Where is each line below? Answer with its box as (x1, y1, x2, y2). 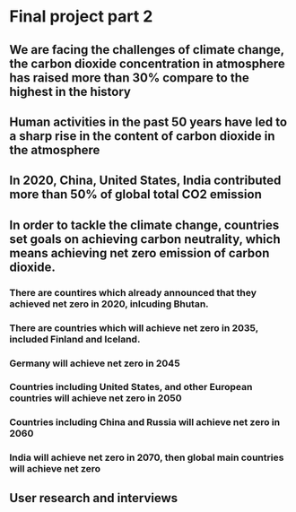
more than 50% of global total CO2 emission (9, 187, 262, 203)
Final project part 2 (9, 6, 153, 27)
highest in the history (9, 83, 132, 100)
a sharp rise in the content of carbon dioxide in (9, 128, 275, 143)
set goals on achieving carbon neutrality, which (9, 231, 281, 247)
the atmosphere (9, 142, 100, 158)
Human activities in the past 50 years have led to (9, 114, 288, 129)
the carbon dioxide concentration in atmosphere (9, 56, 285, 71)
